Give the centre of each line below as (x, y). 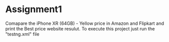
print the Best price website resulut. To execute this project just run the (80, 28)
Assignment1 (34, 9)
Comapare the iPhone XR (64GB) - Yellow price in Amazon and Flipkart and (85, 23)
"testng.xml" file (22, 34)
